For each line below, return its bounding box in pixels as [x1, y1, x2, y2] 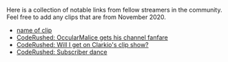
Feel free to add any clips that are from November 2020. [6, 13, 167, 21]
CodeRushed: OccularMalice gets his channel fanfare [16, 33, 168, 42]
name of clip [16, 27, 52, 34]
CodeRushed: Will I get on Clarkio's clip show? [16, 41, 149, 48]
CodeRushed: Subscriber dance [16, 48, 107, 56]
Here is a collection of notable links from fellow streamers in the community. [6, 6, 222, 14]
